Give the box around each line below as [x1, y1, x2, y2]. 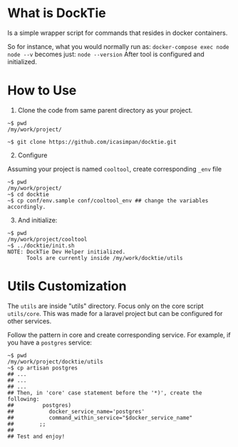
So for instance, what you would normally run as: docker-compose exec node [7, 42, 229, 51]
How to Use [7, 83, 77, 99]
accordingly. [7, 203, 46, 211]
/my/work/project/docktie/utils [7, 358, 103, 365]
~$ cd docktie [7, 191, 50, 198]
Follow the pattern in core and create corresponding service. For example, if [7, 330, 231, 339]
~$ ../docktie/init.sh [7, 242, 75, 249]
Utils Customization [7, 278, 127, 295]
